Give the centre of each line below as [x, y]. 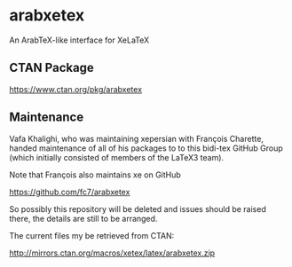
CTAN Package [52, 68]
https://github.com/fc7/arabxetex [70, 192]
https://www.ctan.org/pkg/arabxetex [76, 89]
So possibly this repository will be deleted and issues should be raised [138, 208]
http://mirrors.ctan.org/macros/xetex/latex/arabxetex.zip [112, 253]
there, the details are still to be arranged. [83, 218]
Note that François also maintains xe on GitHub [95, 175]
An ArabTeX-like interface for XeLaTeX [79, 40]
